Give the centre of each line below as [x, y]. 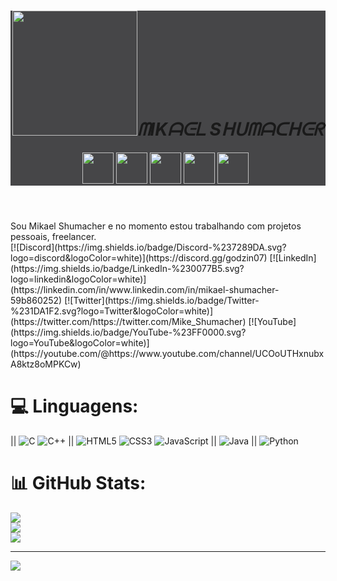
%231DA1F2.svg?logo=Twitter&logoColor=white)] [112, 311]
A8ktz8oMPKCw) [46, 364]
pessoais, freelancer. [53, 236]
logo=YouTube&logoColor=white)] [80, 342]
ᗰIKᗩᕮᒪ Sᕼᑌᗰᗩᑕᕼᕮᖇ [230, 129]
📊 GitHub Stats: [78, 483]
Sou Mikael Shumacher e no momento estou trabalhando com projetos [156, 226]
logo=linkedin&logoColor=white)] [78, 279]
